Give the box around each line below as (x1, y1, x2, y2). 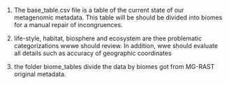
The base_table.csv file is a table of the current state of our (13, 6, 184, 14)
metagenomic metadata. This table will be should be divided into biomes (13, 13, 223, 22)
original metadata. (13, 70, 66, 78)
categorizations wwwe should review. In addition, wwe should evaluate (13, 42, 219, 49)
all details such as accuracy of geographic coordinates (13, 49, 172, 57)
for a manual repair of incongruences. (13, 21, 124, 29)
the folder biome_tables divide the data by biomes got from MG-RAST (13, 63, 215, 70)
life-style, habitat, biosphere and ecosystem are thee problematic (13, 34, 202, 42)
